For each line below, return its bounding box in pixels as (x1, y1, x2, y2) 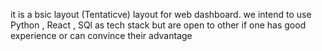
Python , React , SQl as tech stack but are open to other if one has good (10, 19, 307, 31)
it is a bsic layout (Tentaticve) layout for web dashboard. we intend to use (10, 9, 312, 20)
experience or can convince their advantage (10, 30, 193, 41)
